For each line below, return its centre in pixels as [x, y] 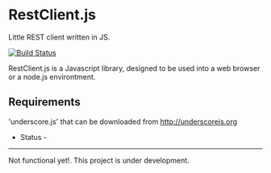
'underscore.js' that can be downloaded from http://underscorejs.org [123, 122]
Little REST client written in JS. [59, 37]
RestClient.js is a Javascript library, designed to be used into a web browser [134, 68]
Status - [33, 137]
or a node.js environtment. [52, 76]
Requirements [44, 102]
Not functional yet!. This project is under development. [99, 160]
